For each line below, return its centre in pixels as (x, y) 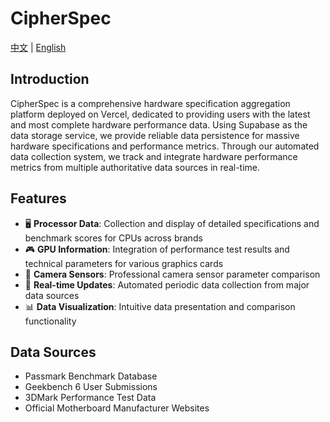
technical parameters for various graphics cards (124, 263)
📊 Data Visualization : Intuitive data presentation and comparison (160, 306)
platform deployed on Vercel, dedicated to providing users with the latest (160, 114)
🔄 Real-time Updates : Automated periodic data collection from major (167, 284)
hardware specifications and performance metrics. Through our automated (165, 146)
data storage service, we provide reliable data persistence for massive (155, 135)
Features (38, 198)
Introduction (50, 79)
